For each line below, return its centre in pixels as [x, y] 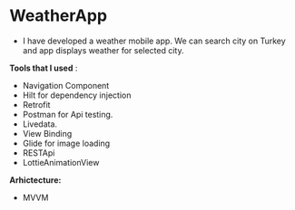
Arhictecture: [35, 180]
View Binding [47, 133]
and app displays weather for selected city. [103, 50]
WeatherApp [58, 16]
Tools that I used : [44, 68]
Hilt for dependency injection [77, 95]
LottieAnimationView [61, 162]
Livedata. [39, 124]
